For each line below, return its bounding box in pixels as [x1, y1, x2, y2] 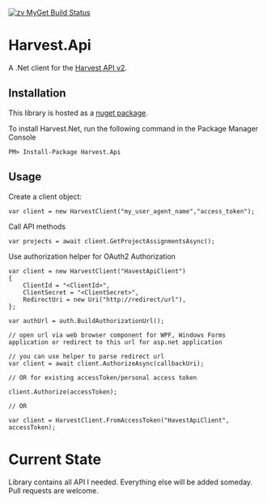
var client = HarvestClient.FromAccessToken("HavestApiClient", [8, 416, 230, 424]
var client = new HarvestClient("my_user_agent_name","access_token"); [8, 207, 255, 215]
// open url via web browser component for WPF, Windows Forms [8, 331, 227, 339]
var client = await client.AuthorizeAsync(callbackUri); [8, 359, 205, 368]
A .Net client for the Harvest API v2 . [8, 62, 128, 72]
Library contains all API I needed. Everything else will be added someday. [8, 477, 253, 487]
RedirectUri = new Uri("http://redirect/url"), [23, 295, 186, 303]
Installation [8, 86, 66, 101]
